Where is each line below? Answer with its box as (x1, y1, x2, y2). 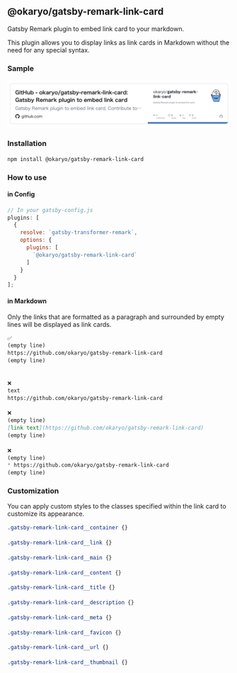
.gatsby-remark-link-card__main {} (7, 554, 112, 561)
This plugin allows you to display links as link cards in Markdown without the (7, 38, 230, 47)
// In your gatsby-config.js (7, 206, 93, 213)
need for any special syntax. (7, 45, 90, 54)
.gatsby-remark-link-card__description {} (7, 599, 134, 606)
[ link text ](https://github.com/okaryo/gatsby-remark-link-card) (7, 425, 204, 432)
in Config (7, 190, 35, 199)
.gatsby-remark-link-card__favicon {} (7, 629, 122, 636)
